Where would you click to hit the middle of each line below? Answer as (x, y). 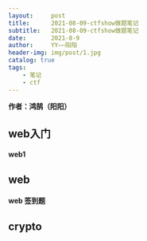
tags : (17, 68)
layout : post (37, 16)
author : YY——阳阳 (43, 45)
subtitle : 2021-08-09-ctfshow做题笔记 (73, 30)
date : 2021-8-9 (44, 38)
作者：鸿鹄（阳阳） (40, 106)
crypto (25, 226)
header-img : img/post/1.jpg (55, 53)
